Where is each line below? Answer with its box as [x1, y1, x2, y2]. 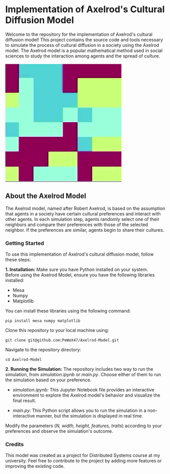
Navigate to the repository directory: [5, 347, 81, 353]
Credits [5, 440, 24, 448]
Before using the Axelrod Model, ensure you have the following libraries [5, 272, 155, 278]
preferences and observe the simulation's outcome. [5, 428, 113, 434]
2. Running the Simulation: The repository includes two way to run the [5, 366, 153, 372]
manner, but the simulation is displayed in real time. [36, 413, 144, 419]
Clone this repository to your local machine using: [5, 327, 109, 333]
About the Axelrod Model [5, 192, 86, 201]
